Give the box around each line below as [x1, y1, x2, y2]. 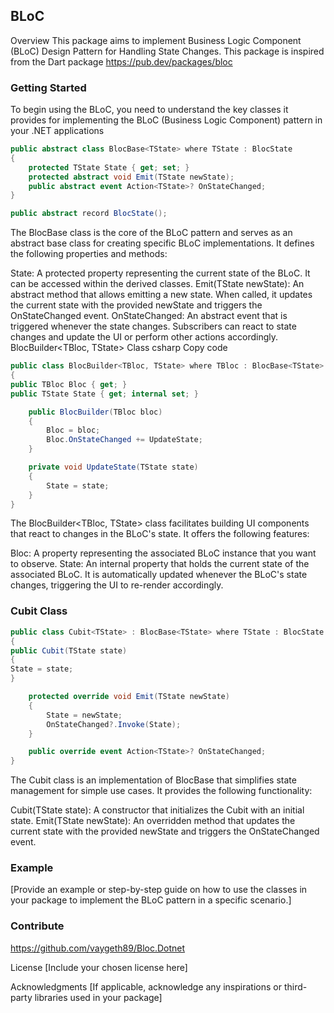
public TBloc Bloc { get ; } [10, 379, 128, 389]
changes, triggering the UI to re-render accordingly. [10, 579, 224, 591]
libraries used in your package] [34, 991, 163, 1003]
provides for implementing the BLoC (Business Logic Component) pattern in [10, 114, 323, 126]
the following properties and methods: [10, 248, 168, 260]
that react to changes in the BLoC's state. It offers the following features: [10, 528, 310, 540]
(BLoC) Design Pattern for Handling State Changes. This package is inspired [10, 45, 325, 57]
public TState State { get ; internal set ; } [10, 389, 199, 399]
